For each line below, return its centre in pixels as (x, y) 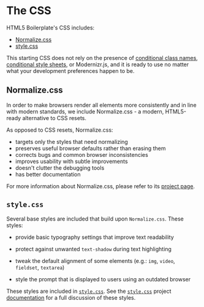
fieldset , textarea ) (40, 267)
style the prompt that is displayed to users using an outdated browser (103, 279)
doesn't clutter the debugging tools (60, 168)
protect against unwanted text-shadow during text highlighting (93, 249)
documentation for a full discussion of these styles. (71, 297)
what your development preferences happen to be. (70, 70)
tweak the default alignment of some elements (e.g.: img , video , (95, 260)
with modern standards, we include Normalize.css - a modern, (85, 112)
